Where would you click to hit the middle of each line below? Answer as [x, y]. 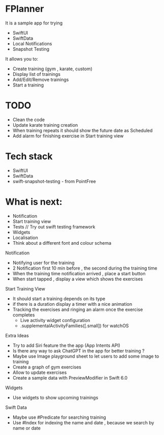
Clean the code [28, 120]
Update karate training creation [45, 125]
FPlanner [25, 9]
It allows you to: [22, 59]
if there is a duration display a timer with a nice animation [72, 304]
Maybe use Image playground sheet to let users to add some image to [86, 356]
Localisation [25, 238]
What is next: [34, 202]
